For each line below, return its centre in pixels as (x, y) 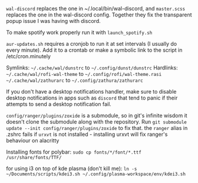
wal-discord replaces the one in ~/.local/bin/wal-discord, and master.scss (96, 9)
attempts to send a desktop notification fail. (59, 104)
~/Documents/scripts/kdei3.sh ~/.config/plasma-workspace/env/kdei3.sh (96, 174)
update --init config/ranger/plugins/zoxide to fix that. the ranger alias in (97, 128)
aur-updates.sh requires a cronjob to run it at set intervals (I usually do (92, 44)
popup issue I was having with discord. (54, 21)
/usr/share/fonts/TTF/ (34, 158)
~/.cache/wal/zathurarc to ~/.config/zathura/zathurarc (75, 80)
